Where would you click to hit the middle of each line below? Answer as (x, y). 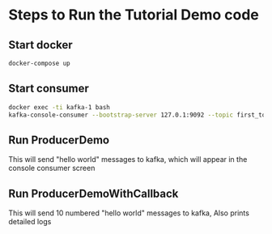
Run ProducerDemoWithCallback (93, 193)
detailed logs (30, 222)
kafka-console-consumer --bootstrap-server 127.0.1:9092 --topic (121, 115)
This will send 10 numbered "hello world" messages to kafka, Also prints (129, 213)
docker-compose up (39, 63)
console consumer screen (52, 168)
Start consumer (49, 89)
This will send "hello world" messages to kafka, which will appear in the (128, 160)
